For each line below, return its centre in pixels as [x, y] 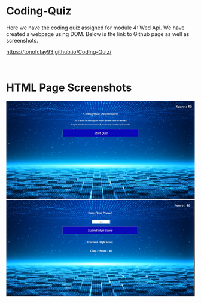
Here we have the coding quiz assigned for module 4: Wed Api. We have [95, 28]
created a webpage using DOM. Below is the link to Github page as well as [98, 34]
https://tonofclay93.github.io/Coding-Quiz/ [59, 51]
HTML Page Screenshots [69, 88]
